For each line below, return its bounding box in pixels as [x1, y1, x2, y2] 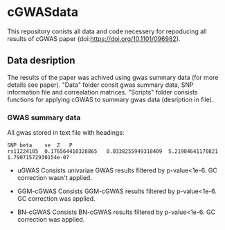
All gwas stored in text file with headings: [7, 129, 125, 137]
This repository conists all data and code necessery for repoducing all [7, 27, 207, 35]
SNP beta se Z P [7, 142, 73, 149]
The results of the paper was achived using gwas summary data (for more [7, 73, 219, 81]
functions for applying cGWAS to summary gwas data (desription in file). [7, 95, 214, 104]
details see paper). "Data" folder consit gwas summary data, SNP [7, 81, 194, 89]
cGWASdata [7, 4, 78, 20]
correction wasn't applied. [17, 174, 92, 182]
